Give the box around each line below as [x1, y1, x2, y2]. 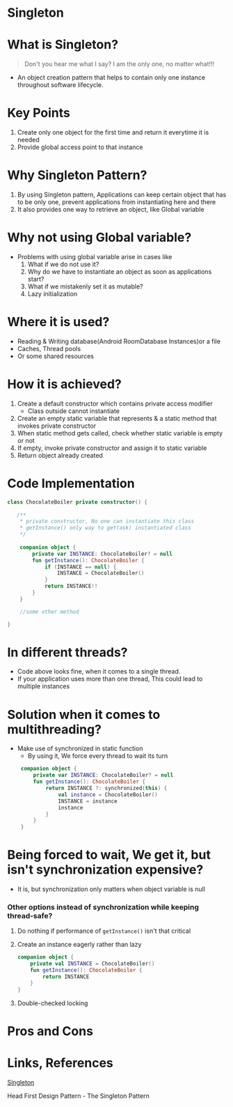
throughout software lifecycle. [17, 81, 104, 89]
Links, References [7, 1055, 113, 1071]
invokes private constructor [17, 421, 96, 430]
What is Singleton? [7, 37, 119, 53]
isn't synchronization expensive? [7, 862, 204, 878]
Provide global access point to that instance [17, 143, 143, 151]
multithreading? [7, 721, 102, 737]
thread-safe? [7, 911, 53, 920]
